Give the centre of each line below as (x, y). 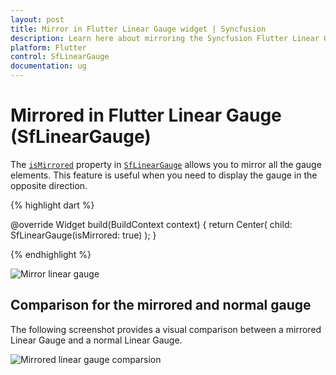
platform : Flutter (48, 47)
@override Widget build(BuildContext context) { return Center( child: (151, 224)
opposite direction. (49, 185)
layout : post (37, 19)
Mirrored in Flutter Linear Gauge (146, 115)
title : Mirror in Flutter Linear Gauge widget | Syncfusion (138, 29)
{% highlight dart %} (52, 205)
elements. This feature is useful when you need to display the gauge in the (164, 175)
